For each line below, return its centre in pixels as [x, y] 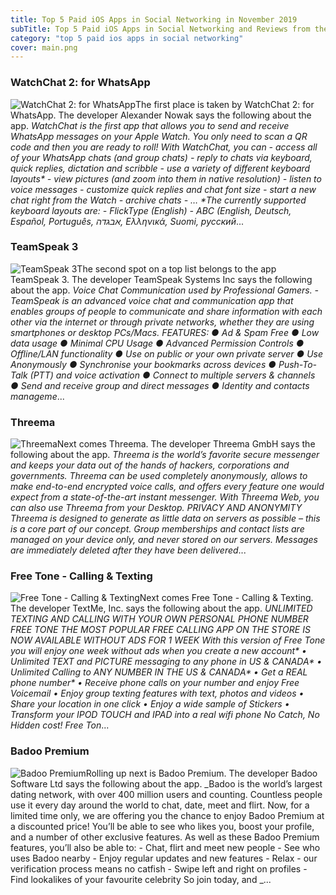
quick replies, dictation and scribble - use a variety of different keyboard [160, 168]
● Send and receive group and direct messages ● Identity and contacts [160, 385]
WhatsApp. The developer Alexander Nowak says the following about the [161, 115]
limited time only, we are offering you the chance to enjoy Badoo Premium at [167, 815]
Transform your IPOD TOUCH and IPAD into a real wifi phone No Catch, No [165, 715]
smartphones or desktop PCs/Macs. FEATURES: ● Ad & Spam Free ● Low [165, 332]
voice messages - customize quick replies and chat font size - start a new [163, 189]
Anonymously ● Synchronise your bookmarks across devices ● [143, 364]
